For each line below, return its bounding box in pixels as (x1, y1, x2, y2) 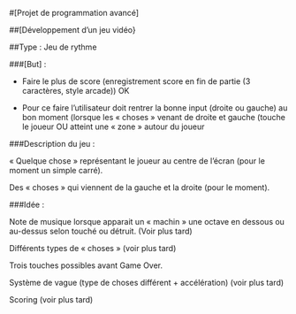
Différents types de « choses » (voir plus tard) (9, 243, 177, 253)
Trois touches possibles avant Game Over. (9, 260, 163, 271)
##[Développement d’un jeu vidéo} (9, 25, 137, 34)
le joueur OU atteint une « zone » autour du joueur (21, 121, 205, 132)
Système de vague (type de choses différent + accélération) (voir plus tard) (9, 278, 285, 287)
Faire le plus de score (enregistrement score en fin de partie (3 (21, 76, 251, 87)
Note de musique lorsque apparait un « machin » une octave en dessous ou (9, 217, 285, 226)
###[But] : (9, 59, 47, 69)
